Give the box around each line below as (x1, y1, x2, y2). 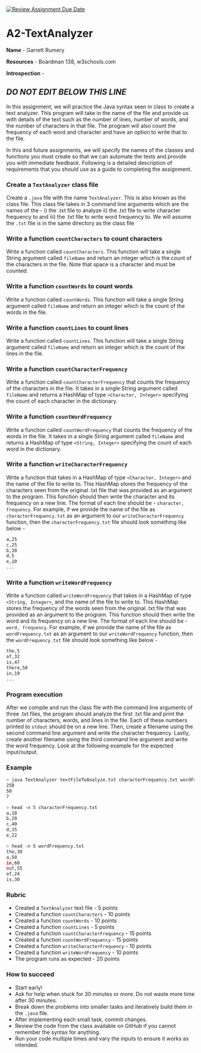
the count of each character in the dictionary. (6, 397, 118, 405)
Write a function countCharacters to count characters (6, 234, 163, 243)
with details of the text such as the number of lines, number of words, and (6, 116, 188, 123)
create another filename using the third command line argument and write (6, 735, 188, 743)
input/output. (6, 748, 38, 755)
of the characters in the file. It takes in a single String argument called (6, 385, 178, 392)
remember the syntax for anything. (14, 1028, 100, 1036)
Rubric (6, 891, 26, 899)
